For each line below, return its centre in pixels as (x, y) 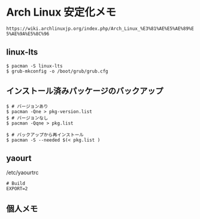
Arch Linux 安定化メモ (61, 12)
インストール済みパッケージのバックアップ (85, 91)
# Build (16, 184)
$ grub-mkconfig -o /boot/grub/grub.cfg (57, 71)
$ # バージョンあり (27, 106)
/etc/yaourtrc (22, 173)
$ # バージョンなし (27, 118)
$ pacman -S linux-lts (34, 66)
